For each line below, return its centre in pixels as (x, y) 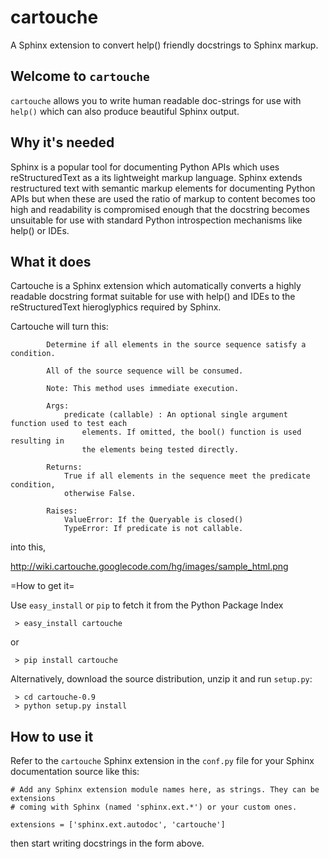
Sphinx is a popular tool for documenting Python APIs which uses (145, 167)
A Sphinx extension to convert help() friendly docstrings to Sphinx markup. (164, 45)
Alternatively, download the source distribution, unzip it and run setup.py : (161, 679)
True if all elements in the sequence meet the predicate (187, 476)
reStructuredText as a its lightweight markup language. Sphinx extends (156, 177)
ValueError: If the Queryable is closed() (153, 520)
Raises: (62, 511)
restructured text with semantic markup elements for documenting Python (163, 188)
